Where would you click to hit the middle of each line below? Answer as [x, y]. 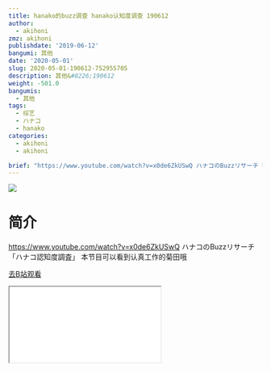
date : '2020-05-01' [41, 61]
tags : [17, 106]
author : [21, 23]
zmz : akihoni [30, 38]
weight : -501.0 [34, 83]
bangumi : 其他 [31, 53]
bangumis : [25, 91]
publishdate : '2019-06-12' [54, 46]
